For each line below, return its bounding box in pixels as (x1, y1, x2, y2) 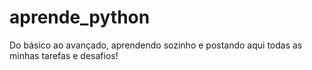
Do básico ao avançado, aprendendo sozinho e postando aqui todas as (9, 39, 303, 51)
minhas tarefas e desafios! (9, 49, 119, 61)
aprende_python (9, 6, 151, 29)
